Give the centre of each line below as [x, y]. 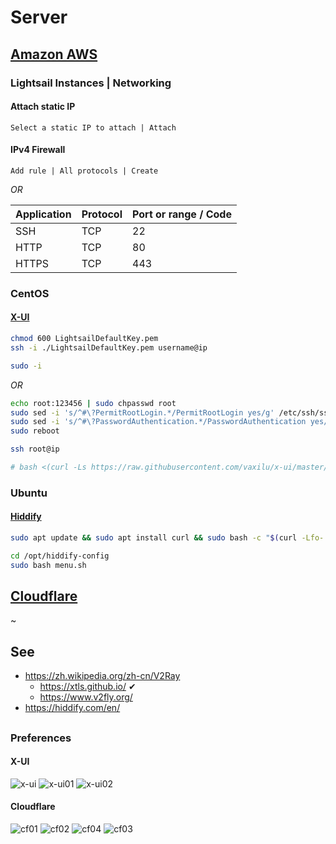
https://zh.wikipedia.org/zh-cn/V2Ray [102, 676]
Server [39, 17]
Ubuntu [29, 493]
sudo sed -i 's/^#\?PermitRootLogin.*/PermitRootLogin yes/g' [142, 412]
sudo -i [26, 366]
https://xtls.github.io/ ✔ [88, 687]
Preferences [41, 738]
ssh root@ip [35, 449]
